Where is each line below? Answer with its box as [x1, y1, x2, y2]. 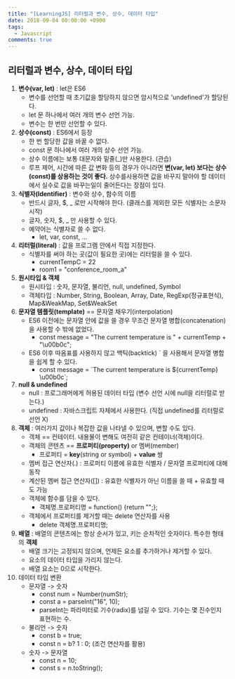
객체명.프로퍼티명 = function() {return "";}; [39, 503, 159, 511]
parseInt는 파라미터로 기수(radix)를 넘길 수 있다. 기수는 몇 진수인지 [39, 605, 222, 614]
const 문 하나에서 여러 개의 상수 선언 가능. [28, 145, 145, 154]
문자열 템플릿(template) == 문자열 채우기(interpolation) [18, 307, 173, 316]
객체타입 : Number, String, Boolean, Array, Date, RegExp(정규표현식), [28, 291, 224, 299]
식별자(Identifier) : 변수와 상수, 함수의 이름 [18, 189, 136, 198]
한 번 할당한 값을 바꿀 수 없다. [28, 136, 109, 145]
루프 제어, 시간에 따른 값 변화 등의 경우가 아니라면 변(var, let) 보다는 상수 [28, 163, 227, 172]
